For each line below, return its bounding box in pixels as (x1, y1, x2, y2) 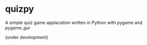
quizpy (5, 3, 34, 15)
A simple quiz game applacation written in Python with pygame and (5, 20, 143, 25)
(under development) (5, 34, 49, 40)
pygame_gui (5, 24, 30, 30)
